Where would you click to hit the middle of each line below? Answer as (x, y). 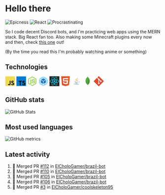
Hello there (28, 9)
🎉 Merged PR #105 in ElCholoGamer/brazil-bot (59, 177)
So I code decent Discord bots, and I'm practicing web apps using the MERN (83, 31)
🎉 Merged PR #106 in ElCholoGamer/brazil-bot (59, 182)
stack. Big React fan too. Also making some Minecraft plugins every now (79, 37)
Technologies (27, 67)
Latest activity (28, 154)
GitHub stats (25, 100)
